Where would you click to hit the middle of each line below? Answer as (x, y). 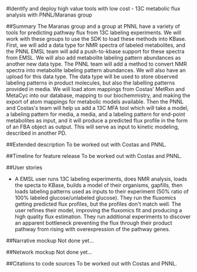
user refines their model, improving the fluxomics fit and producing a (98, 210)
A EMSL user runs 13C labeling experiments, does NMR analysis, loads (101, 179)
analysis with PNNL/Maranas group (49, 15)
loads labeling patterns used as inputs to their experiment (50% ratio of (102, 191)
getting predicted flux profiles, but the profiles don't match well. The (98, 204)
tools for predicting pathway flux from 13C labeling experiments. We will (94, 33)
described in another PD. (36, 133)
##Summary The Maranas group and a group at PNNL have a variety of (93, 26)
